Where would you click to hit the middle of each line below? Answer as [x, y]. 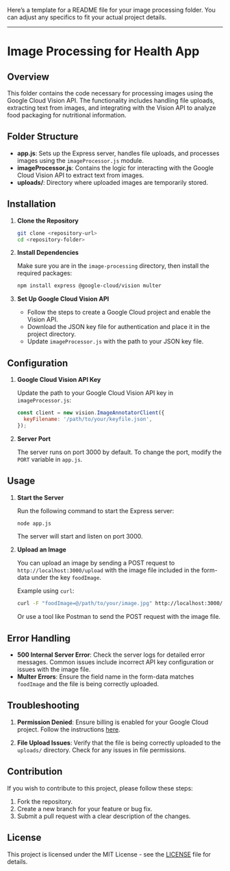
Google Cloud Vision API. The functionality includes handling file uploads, [111, 100]
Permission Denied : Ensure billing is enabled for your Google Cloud [113, 722]
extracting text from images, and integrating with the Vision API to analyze [112, 108]
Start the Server [40, 497]
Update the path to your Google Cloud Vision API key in [95, 393]
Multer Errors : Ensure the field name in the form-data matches [105, 677]
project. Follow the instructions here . [69, 729]
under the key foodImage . [66, 578]
